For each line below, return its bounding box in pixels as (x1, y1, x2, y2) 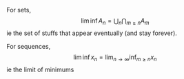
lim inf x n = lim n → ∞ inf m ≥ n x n (73, 53, 157, 63)
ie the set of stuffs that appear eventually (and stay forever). (6, 29, 177, 37)
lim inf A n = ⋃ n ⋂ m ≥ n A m (81, 16, 150, 26)
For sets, (6, 6, 32, 14)
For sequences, (6, 42, 51, 50)
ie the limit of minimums (6, 65, 74, 74)
